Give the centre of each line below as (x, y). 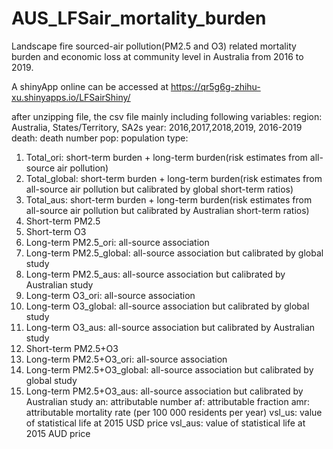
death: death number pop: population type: (100, 138)
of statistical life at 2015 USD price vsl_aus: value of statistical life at (165, 423)
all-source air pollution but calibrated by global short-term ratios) (159, 189)
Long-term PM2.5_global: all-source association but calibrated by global (174, 253)
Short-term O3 (56, 231)
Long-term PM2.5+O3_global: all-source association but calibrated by (169, 369)
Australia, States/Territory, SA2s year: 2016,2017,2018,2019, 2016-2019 (157, 127)
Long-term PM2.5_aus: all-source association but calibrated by (155, 274)
